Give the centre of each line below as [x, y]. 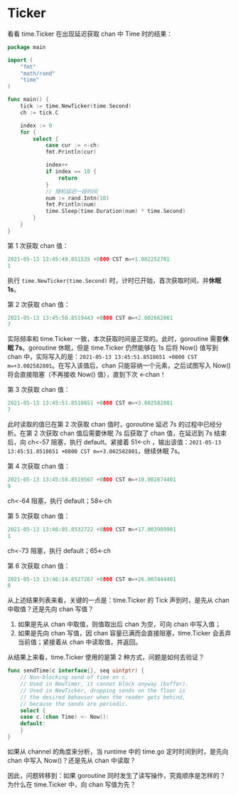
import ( [20, 60]
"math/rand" [38, 73]
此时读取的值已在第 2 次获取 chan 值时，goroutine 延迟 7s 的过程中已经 [112, 425]
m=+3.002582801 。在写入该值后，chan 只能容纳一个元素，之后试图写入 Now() [119, 365]
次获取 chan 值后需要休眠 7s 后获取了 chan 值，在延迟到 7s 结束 [133, 433]
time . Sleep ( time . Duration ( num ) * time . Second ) [115, 212]
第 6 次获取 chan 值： [39, 566]
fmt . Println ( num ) [71, 204]
